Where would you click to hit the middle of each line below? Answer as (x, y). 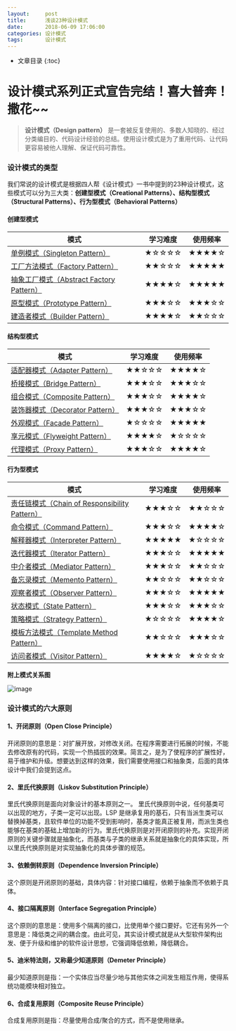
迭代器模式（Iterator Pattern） (60, 553)
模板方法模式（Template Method (64, 632)
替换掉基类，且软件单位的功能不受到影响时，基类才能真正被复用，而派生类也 (118, 822)
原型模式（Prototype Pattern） (61, 303)
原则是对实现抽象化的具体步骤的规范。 (93, 848)
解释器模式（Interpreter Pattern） (66, 540)
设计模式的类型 (33, 167)
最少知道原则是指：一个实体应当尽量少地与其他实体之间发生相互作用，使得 (115, 977)
